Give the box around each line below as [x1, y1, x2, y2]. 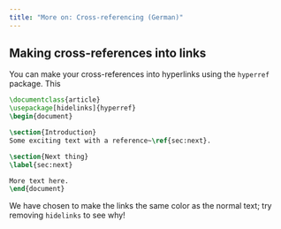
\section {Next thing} [9, 152, 89, 161]
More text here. [9, 176, 69, 186]
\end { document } [9, 185, 65, 194]
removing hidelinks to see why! [9, 210, 125, 221]
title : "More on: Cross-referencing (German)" [9, 12, 184, 22]
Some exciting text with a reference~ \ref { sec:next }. [9, 136, 212, 145]
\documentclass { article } [9, 95, 101, 104]
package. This [9, 79, 61, 89]
